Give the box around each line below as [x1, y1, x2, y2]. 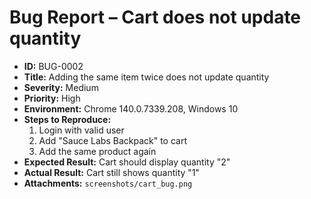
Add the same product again [38, 145, 157, 157]
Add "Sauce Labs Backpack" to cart [38, 134, 188, 146]
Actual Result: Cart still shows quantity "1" [23, 166, 201, 178]
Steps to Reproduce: [23, 113, 112, 125]
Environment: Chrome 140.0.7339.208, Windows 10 [23, 102, 239, 115]
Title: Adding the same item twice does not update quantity [23, 71, 270, 83]
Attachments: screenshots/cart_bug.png [23, 177, 193, 189]
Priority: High [23, 92, 81, 104]
